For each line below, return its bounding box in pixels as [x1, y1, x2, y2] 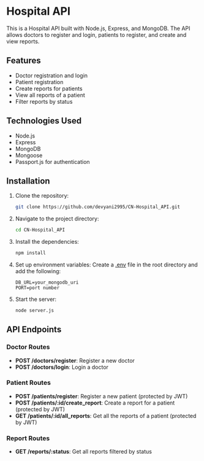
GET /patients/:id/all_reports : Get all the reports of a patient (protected [15, 412, 197, 419]
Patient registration [15, 78, 64, 85]
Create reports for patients [15, 85, 83, 92]
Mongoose [15, 152, 43, 159]
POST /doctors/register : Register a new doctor [15, 357, 135, 364]
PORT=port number [15, 285, 60, 291]
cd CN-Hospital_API [15, 227, 66, 233]
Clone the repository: [15, 192, 69, 200]
